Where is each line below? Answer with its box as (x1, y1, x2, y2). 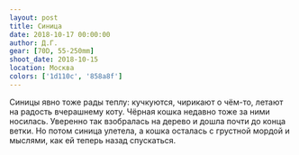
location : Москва (9, 64, 75, 73)
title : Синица (9, 22, 63, 31)
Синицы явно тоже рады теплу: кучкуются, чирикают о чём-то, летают (9, 96, 284, 107)
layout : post (9, 13, 59, 23)
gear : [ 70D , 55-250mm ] (9, 47, 95, 56)
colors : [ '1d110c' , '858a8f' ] (9, 72, 123, 81)
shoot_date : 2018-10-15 (9, 55, 99, 64)
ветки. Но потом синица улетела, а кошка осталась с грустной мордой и (9, 125, 290, 136)
